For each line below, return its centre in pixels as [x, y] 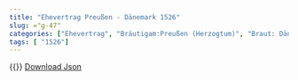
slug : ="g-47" [35, 25]
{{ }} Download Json [46, 67]
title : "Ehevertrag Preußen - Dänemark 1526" [94, 17]
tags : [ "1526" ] [39, 42]
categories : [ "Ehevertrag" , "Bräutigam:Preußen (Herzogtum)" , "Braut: [142, 33]
